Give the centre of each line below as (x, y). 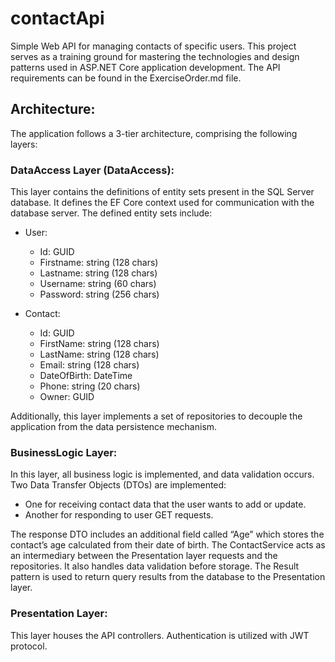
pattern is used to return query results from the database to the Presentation (168, 577)
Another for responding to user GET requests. (119, 515)
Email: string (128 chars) (89, 365)
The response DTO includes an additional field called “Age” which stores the (167, 534)
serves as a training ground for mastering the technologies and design (155, 56)
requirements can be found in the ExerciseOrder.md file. (126, 78)
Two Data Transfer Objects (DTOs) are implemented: (118, 485)
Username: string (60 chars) (98, 284)
